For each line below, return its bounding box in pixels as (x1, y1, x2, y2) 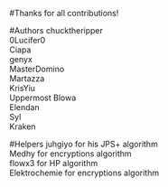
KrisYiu (9, 83, 36, 93)
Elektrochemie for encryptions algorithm (9, 167, 160, 178)
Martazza (9, 73, 45, 84)
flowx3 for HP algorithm (9, 158, 98, 168)
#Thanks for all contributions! (9, 8, 119, 18)
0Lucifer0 (9, 35, 46, 45)
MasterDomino (9, 63, 65, 74)
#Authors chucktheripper (9, 25, 104, 35)
